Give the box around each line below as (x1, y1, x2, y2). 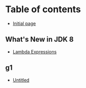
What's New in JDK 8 (5, 35, 74, 44)
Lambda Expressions (12, 48, 57, 54)
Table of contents (5, 4, 81, 15)
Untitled (12, 77, 30, 83)
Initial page (12, 20, 36, 26)
